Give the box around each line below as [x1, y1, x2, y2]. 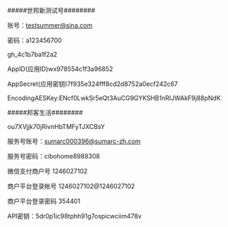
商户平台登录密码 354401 [7, 197, 81, 205]
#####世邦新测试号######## [7, 6, 96, 14]
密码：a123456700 [7, 36, 62, 44]
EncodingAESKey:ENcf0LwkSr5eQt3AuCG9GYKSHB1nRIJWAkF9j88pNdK [7, 94, 221, 102]
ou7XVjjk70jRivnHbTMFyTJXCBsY [7, 123, 106, 130]
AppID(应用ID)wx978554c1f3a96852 [7, 65, 114, 73]
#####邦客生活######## [7, 109, 83, 116]
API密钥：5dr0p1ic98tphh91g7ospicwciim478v [7, 212, 142, 220]
